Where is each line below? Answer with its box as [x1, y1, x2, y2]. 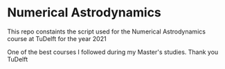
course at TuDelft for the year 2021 [7, 34, 107, 42]
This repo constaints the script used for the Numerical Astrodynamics [7, 27, 206, 36]
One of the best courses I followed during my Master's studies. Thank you [7, 48, 219, 56]
